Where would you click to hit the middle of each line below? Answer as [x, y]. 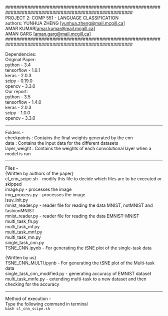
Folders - [14, 132]
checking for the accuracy [32, 284]
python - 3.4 [18, 65]
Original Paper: [20, 59]
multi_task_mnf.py [24, 232]
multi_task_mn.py [23, 237]
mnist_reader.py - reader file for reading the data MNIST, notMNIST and [79, 205]
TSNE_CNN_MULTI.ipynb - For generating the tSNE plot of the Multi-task [80, 263]
